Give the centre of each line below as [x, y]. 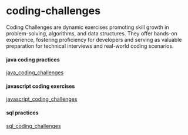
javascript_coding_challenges [42, 99]
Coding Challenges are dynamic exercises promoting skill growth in [88, 27]
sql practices [22, 113]
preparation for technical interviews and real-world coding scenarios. [90, 46]
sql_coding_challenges [33, 126]
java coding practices [33, 60]
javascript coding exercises [41, 86]
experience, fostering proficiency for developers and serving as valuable [94, 39]
